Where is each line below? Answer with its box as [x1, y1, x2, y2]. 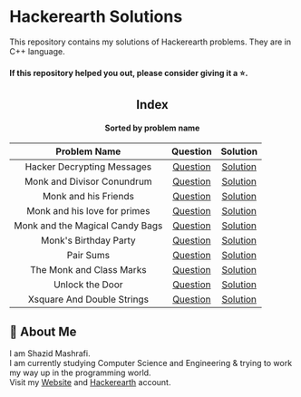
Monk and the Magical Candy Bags [14, 219, 163, 232]
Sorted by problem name [104, 122, 200, 133]
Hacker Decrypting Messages [24, 160, 152, 173]
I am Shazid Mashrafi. [9, 347, 91, 359]
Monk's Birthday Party [40, 234, 136, 247]
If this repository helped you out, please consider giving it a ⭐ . [9, 67, 248, 78]
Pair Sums [66, 249, 111, 262]
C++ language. [9, 45, 65, 56]
